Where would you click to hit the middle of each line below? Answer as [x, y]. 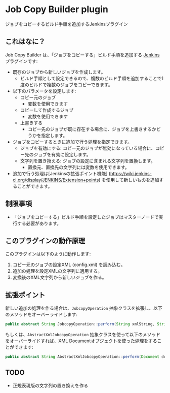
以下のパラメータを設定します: [44, 91]
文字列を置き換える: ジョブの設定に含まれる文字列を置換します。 [88, 160]
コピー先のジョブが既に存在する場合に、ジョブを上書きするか [92, 129]
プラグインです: [22, 61]
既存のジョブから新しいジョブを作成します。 [59, 72]
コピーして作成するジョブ [47, 110]
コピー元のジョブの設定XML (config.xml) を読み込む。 [69, 265]
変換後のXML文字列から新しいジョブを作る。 [59, 277]
